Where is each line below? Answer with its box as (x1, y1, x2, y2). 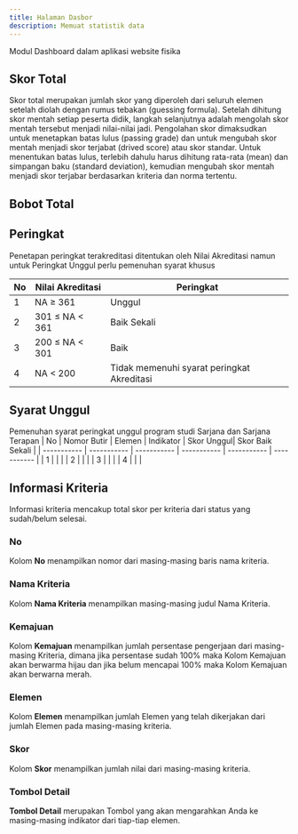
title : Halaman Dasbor (9, 12, 93, 22)
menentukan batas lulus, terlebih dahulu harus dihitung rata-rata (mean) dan (9, 152, 288, 163)
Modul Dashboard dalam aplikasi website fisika (9, 45, 181, 56)
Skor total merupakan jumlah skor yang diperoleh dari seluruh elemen (9, 95, 263, 106)
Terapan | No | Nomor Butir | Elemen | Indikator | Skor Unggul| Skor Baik (9, 436, 272, 446)
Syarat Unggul (9, 402, 90, 418)
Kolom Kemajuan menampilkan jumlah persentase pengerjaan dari (9, 641, 253, 652)
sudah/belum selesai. (9, 513, 87, 525)
